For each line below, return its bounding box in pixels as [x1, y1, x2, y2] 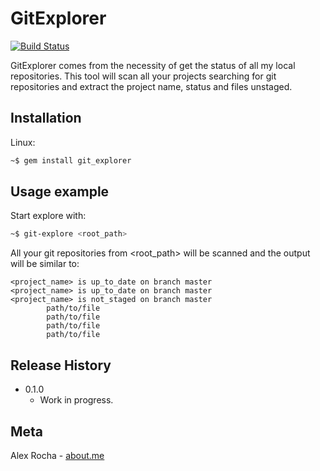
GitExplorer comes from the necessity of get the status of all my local [10, 59, 296, 71]
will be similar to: [10, 258, 80, 270]
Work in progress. [39, 394, 114, 406]
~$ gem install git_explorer [10, 155, 132, 166]
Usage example [10, 183, 110, 201]
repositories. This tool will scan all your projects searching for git [10, 70, 277, 82]
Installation [10, 110, 82, 127]
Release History [10, 357, 112, 374]
